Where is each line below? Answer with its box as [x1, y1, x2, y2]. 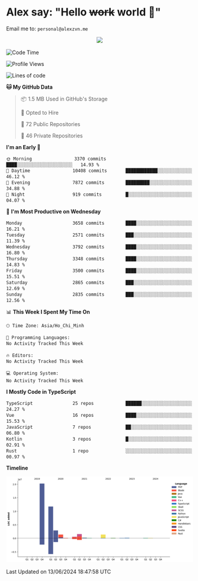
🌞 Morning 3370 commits [6, 156, 107, 162]
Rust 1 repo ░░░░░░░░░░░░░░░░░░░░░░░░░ [6, 448, 193, 454]
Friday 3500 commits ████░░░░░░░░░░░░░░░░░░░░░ [6, 268, 193, 274]
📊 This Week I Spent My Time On [6, 308, 90, 315]
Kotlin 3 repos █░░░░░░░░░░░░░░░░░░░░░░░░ [6, 436, 193, 442]
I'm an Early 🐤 [6, 143, 41, 150]
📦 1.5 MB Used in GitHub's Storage [20, 95, 108, 102]
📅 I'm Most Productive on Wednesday [6, 208, 101, 215]
